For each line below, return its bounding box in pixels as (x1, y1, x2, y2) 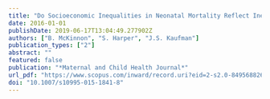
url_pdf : (8, 71, 38, 79)
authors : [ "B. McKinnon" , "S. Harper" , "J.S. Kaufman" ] (8, 34, 199, 42)
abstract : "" (8, 49, 52, 57)
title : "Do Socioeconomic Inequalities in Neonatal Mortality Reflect (8, 11, 250, 20)
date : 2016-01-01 (8, 19, 67, 27)
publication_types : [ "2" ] (8, 42, 95, 49)
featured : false (8, 57, 63, 65)
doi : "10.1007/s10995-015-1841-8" (8, 78, 125, 86)
